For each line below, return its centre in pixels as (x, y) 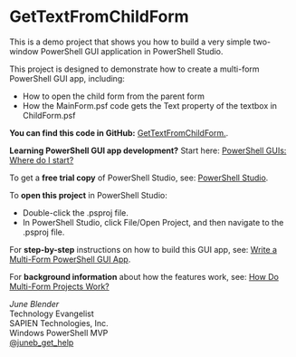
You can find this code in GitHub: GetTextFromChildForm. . (119, 132)
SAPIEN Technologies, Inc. (59, 323)
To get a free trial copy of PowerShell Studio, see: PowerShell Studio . (139, 178)
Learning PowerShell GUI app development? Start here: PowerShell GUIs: (148, 150)
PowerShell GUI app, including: (67, 78)
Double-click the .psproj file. (75, 212)
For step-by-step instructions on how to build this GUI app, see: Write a (143, 249)
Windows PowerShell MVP (59, 333)
